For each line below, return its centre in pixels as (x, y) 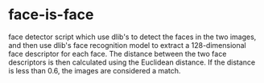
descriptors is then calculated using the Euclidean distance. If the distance (132, 62)
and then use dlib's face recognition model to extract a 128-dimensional (128, 45)
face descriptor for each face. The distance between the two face (118, 53)
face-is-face (51, 15)
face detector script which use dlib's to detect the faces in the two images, (132, 37)
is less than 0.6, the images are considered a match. (95, 70)
